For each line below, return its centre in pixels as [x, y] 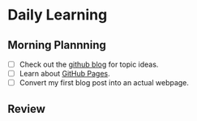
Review [27, 108]
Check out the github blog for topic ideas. [89, 64]
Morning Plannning [57, 45]
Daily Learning [58, 15]
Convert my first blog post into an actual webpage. [104, 83]
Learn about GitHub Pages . [64, 74]
